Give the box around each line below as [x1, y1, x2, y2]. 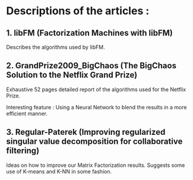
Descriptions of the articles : [6, 4, 150, 18]
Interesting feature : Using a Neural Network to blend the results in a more [6, 103, 187, 110]
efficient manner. [6, 110, 48, 117]
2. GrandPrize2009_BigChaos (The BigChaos [6, 61, 177, 71]
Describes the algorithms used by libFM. [6, 43, 105, 50]
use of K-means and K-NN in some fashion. [6, 168, 112, 175]
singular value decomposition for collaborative [6, 137, 183, 147]
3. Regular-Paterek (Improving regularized [6, 127, 166, 137]
